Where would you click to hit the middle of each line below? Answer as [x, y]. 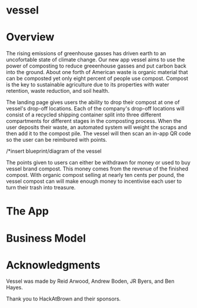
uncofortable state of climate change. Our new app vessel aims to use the [96, 60]
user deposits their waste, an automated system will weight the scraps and [96, 128]
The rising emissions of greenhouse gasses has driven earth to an [86, 53]
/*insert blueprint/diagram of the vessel [54, 151]
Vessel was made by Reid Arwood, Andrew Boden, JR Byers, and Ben [90, 281]
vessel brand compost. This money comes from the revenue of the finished [97, 169]
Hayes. [15, 287]
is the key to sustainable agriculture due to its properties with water [88, 85]
